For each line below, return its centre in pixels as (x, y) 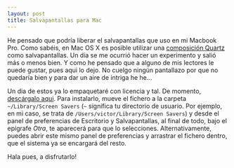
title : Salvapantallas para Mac (54, 20)
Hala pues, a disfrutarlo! (42, 156)
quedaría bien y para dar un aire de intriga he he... (80, 77)
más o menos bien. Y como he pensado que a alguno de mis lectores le (111, 62)
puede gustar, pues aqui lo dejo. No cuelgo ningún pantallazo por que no (113, 70)
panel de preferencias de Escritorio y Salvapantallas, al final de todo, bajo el (117, 120)
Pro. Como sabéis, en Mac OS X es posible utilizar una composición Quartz (116, 48)
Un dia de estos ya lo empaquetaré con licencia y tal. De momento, (104, 91)
